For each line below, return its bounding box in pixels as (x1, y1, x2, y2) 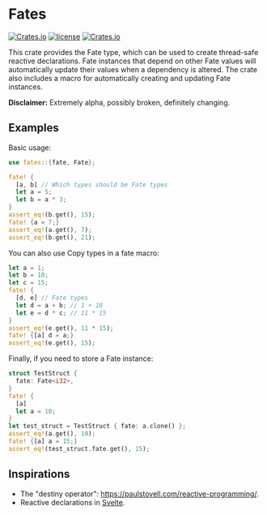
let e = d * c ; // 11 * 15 (15, 309, 107, 317)
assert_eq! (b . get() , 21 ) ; (8, 233, 95, 242)
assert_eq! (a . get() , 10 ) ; (8, 430, 95, 438)
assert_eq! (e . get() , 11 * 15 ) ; (8, 324, 114, 333)
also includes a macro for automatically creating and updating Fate (8, 73, 231, 83)
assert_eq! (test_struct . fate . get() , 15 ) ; (8, 444, 150, 453)
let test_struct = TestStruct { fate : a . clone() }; (8, 423, 186, 431)
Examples (8, 121, 59, 135)
